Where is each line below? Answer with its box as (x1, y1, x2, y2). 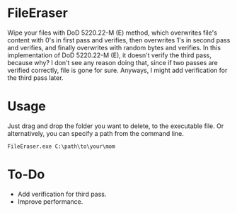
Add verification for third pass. (17, 190, 107, 198)
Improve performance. (17, 197, 83, 206)
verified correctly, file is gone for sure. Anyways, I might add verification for (7, 66, 228, 74)
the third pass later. (7, 73, 64, 82)
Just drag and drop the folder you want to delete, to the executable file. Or (7, 122, 224, 130)
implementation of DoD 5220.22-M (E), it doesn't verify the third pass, (7, 51, 212, 59)
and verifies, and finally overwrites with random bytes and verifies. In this (7, 43, 221, 52)
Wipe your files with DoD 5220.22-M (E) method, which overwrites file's (7, 28, 218, 37)
